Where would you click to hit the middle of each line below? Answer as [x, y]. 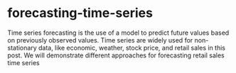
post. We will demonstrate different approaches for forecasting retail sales [116, 55]
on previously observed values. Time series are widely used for [100, 40]
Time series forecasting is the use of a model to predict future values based [118, 33]
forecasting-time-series [80, 13]
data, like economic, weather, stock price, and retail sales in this [132, 47]
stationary [22, 47]
